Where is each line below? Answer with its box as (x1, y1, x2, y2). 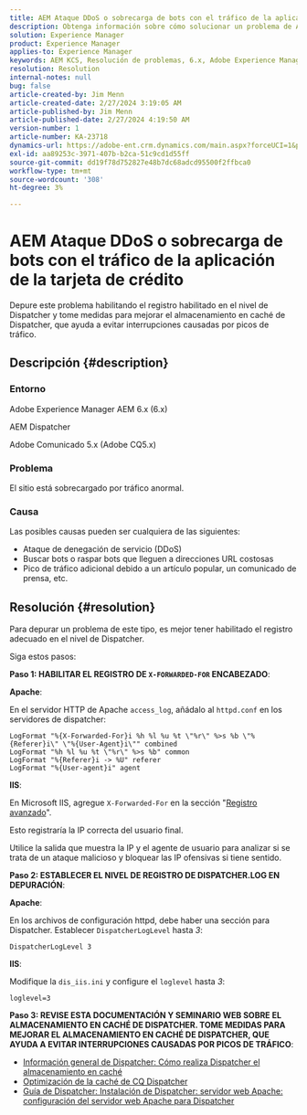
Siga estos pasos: (9, 651, 77, 663)
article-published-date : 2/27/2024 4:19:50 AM (9, 115, 190, 124)
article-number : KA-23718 (9, 133, 108, 142)
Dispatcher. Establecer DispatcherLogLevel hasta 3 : (9, 925, 203, 936)
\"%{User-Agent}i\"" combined (62, 739, 178, 749)
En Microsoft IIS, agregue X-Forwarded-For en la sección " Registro (9, 797, 258, 809)
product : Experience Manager (9, 38, 121, 48)
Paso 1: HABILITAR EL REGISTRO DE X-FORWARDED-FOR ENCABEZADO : (9, 669, 271, 680)
